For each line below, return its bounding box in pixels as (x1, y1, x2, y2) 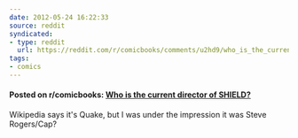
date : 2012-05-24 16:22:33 (9, 12, 109, 22)
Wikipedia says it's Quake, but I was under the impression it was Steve (9, 110, 267, 120)
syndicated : (9, 29, 53, 38)
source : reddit (9, 21, 66, 30)
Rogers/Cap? (9, 119, 58, 129)
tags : (9, 54, 29, 63)
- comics (9, 63, 42, 72)
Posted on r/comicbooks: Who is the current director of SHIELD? (9, 89, 251, 100)
